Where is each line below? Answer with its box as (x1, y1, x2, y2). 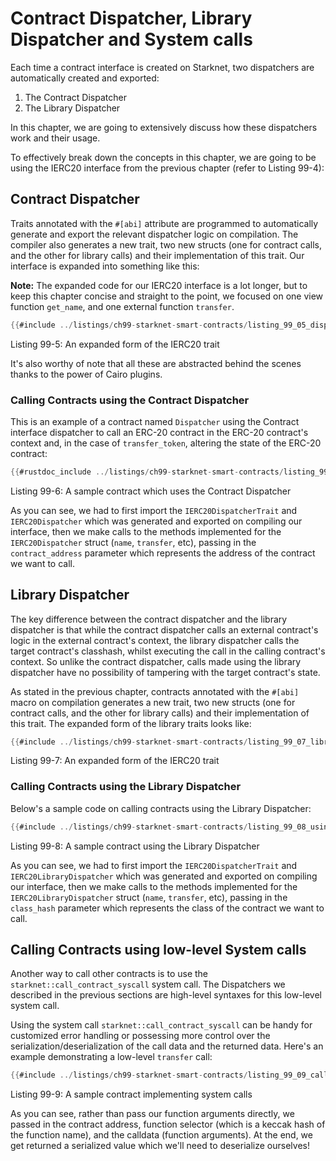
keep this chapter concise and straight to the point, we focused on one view (10, 290, 324, 302)
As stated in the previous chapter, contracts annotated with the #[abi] (10, 685, 300, 697)
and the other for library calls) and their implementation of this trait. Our (10, 249, 305, 261)
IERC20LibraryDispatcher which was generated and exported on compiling (10, 870, 318, 882)
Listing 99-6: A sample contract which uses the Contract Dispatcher (10, 485, 292, 497)
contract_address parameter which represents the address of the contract (10, 547, 316, 559)
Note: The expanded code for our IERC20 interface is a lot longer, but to (10, 279, 308, 291)
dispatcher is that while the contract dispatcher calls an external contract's (10, 623, 319, 636)
